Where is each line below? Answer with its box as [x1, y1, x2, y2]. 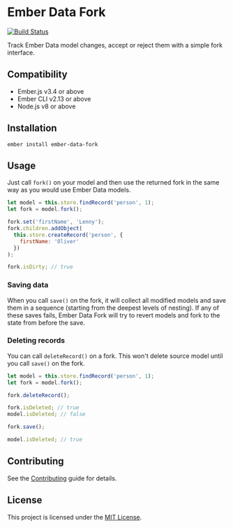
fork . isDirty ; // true [7, 264, 73, 271]
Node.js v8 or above [17, 102, 76, 110]
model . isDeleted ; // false [7, 411, 86, 418]
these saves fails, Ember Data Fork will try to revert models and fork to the [7, 311, 220, 319]
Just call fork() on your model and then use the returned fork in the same [7, 178, 220, 187]
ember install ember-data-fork [7, 141, 98, 148]
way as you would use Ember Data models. [7, 186, 131, 194]
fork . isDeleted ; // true [7, 404, 80, 411]
